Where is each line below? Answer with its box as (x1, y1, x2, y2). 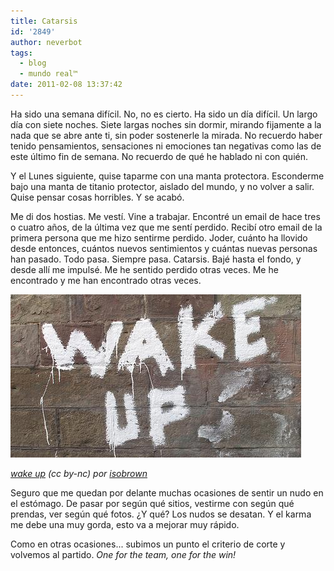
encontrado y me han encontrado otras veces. (10, 274, 202, 286)
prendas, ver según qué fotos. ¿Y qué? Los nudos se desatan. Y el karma (10, 508, 312, 520)
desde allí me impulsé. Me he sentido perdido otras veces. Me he (10, 263, 279, 275)
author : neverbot (10, 37, 83, 47)
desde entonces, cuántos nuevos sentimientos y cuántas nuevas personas (10, 242, 318, 254)
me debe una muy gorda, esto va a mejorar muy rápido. (10, 518, 240, 530)
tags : (10, 48, 33, 58)
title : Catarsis (10, 16, 78, 26)
